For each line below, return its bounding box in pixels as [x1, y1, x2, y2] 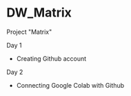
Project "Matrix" [6, 28, 52, 36]
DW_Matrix [6, 5, 72, 21]
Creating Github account [16, 54, 87, 63]
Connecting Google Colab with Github [16, 81, 125, 89]
